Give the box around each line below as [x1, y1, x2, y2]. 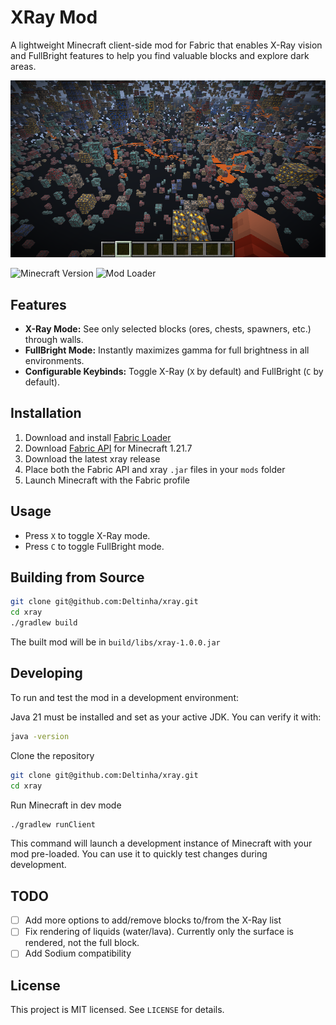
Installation [10, 405, 82, 422]
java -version [10, 731, 70, 741]
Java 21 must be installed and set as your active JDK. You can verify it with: [10, 711, 322, 723]
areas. [10, 60, 37, 72]
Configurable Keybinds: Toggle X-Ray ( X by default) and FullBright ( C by [24, 366, 324, 378]
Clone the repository [10, 749, 95, 761]
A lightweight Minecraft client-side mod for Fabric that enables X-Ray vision [10, 39, 323, 51]
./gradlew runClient [10, 819, 97, 830]
